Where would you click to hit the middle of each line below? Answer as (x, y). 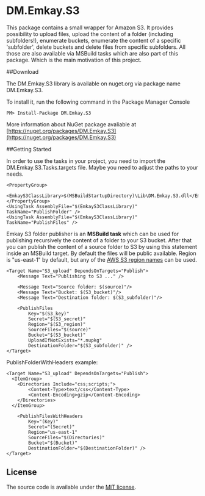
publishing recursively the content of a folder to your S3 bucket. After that (99, 240)
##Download (23, 71)
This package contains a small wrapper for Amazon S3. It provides (90, 27)
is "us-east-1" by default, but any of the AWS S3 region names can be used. (102, 259)
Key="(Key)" (44, 422)
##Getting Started (29, 149)
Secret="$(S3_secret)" (57, 319)
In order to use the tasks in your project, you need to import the (86, 161)
